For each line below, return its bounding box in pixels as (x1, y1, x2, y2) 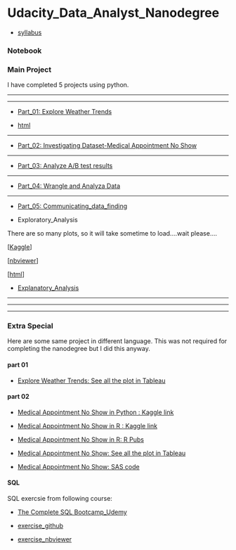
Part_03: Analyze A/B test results (17, 162, 113, 170)
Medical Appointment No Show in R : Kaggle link (17, 421, 158, 430)
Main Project (7, 65, 51, 75)
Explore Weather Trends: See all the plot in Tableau (17, 376, 166, 385)
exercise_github (17, 522, 64, 530)
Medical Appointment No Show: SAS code (17, 462, 140, 471)
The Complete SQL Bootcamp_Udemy (17, 508, 128, 516)
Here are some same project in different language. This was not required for (7, 337, 228, 345)
